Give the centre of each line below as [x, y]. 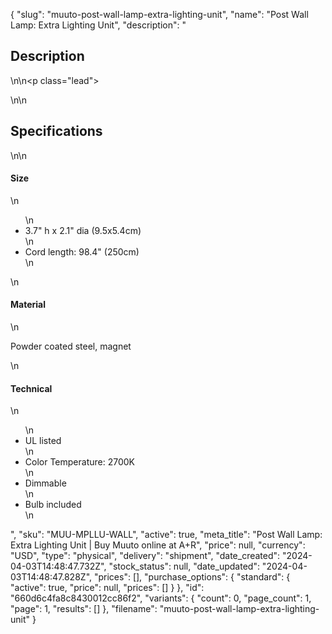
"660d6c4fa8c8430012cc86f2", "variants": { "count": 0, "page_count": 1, [161, 598]
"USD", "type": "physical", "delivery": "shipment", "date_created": [145, 556]
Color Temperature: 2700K [79, 462]
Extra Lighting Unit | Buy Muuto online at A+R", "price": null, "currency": [158, 545]
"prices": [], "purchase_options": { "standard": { [192, 577]
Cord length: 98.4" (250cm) [82, 251]
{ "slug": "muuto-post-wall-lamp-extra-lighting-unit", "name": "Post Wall [159, 14]
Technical [31, 388]
